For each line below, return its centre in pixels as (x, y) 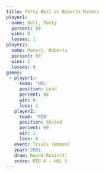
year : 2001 (28, 150)
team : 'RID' (34, 117)
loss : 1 (29, 106)
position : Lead (38, 89)
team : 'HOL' (34, 84)
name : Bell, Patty (34, 23)
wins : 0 (21, 34)
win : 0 (27, 100)
